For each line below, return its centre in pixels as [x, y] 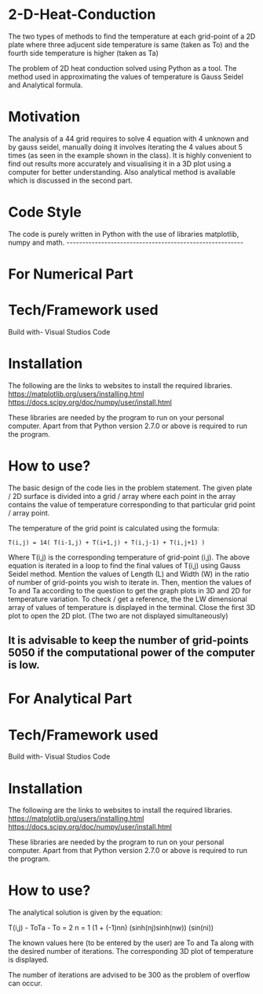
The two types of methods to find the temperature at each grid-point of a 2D [132, 36]
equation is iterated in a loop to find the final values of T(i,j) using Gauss [124, 565]
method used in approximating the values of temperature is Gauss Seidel [126, 76]
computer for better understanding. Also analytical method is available [122, 172]
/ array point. [29, 512]
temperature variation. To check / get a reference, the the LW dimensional [128, 599]
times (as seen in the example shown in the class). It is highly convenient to [130, 155]
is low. [24, 665]
